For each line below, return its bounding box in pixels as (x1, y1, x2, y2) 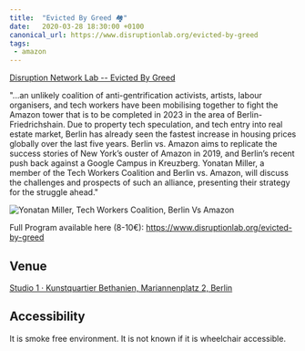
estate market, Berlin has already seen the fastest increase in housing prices (9, 129, 297, 139)
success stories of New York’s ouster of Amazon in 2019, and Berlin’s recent (9, 148, 295, 160)
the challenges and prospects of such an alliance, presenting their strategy (9, 177, 290, 188)
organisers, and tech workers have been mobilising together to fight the (9, 99, 279, 110)
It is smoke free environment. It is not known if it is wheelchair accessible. (9, 333, 287, 344)
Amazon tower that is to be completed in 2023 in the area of (9, 109, 235, 120)
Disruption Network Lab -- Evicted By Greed (9, 72, 176, 83)
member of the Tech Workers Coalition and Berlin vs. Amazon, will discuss (9, 168, 290, 179)
